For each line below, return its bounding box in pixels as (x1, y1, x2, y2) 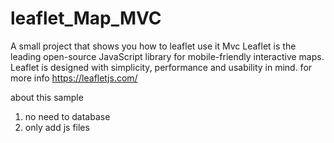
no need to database (24, 110, 111, 122)
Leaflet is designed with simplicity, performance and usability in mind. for (10, 61, 313, 73)
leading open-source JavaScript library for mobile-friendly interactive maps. (10, 50, 325, 62)
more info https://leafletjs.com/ (10, 72, 138, 84)
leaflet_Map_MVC (10, 7, 162, 30)
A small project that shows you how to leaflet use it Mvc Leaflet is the (10, 40, 297, 52)
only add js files (24, 121, 90, 133)
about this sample (10, 91, 84, 103)
